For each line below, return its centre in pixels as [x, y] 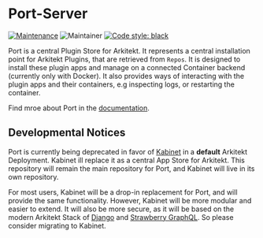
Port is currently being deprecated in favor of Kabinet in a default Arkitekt [128, 151]
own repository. [33, 177]
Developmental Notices [67, 133]
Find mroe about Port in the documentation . [79, 108]
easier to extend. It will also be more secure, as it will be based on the [121, 209]
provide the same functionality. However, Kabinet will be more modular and [130, 200]
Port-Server [48, 14]
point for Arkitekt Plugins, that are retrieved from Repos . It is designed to [124, 59]
